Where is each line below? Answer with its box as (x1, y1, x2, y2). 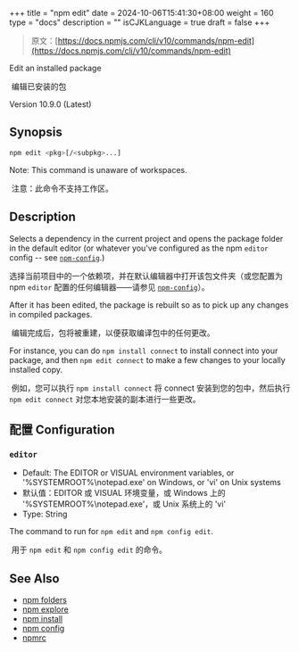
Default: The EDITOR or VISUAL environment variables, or (21, 467, 235, 478)
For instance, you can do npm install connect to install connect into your (9, 345, 278, 356)
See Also (9, 571, 60, 586)
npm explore (21, 604, 69, 615)
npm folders (21, 595, 67, 605)
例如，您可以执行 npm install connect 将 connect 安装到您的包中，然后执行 (11, 383, 291, 393)
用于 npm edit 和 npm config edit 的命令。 (11, 544, 168, 556)
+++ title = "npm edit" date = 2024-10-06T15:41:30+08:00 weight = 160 (9, 8, 274, 18)
